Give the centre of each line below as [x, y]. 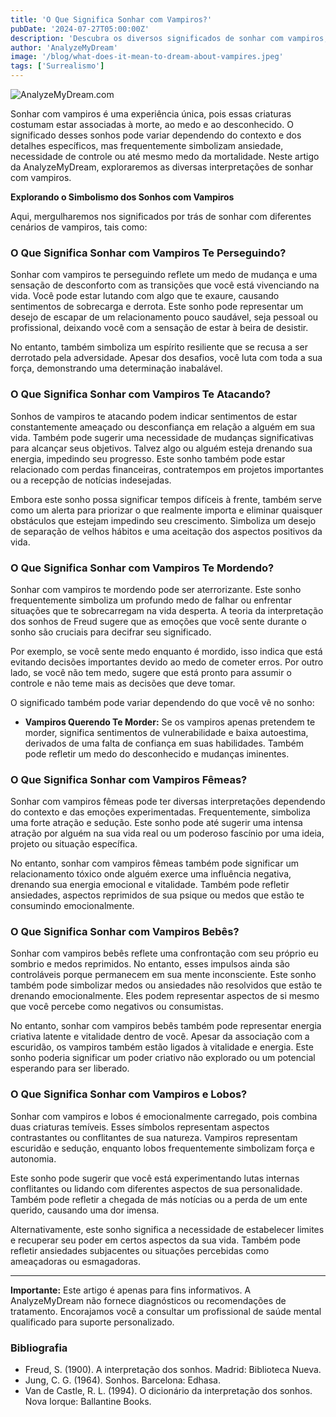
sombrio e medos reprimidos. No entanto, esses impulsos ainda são [150, 964]
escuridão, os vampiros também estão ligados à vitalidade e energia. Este [162, 1047]
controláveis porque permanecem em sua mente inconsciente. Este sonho [163, 975]
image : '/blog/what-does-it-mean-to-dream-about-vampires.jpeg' [147, 57]
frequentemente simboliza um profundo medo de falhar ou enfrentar [151, 600]
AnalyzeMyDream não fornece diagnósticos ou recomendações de [148, 1300]
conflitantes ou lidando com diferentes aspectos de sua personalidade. [156, 1188]
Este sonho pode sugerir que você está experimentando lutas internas [155, 1178]
